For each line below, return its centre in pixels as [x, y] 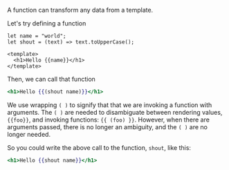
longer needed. [29, 134]
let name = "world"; [37, 36]
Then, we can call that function [51, 79]
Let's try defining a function [47, 23]
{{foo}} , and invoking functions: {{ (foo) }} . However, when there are [108, 120]
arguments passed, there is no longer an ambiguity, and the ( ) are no [107, 126]
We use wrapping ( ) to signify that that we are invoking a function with [110, 105]
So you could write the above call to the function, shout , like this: [99, 147]
